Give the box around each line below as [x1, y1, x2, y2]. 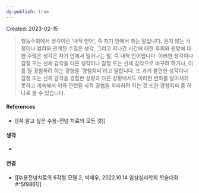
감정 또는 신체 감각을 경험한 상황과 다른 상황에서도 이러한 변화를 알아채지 [20, 74, 189, 81]
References [6, 103, 36, 110]
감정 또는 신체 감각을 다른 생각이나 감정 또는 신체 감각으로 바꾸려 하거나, [20, 59, 187, 67]
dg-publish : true [6, 8, 49, 15]
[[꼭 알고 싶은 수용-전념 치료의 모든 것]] [14, 117, 106, 124]
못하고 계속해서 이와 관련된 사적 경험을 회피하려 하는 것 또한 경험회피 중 [20, 81, 186, 89]
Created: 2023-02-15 [6, 25, 58, 32]
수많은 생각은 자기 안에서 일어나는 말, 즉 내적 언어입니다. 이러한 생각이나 [27, 52, 194, 59]
